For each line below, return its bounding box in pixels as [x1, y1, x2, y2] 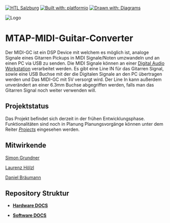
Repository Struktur [5, 189, 70, 198]
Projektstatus [5, 102, 49, 110]
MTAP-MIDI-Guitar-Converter [5, 33, 133, 44]
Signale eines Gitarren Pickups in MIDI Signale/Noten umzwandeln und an [5, 54, 160, 61]
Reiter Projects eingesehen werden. [5, 126, 80, 132]
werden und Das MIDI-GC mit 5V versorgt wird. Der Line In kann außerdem [5, 76, 162, 82]
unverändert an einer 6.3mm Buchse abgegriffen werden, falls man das [5, 81, 154, 88]
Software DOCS [12, 212, 47, 218]
